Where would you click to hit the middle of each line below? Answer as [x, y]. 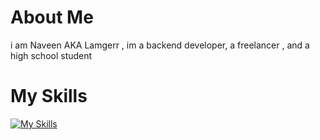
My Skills [49, 96]
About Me [52, 17]
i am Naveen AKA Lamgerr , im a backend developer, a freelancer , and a [160, 45]
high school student [51, 55]
